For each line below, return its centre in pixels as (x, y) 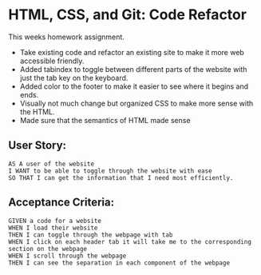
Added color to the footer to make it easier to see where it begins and (134, 86)
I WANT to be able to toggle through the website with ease (111, 171)
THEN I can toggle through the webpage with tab (91, 235)
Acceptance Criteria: (61, 203)
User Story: (37, 145)
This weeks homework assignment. (67, 37)
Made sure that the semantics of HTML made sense (105, 120)
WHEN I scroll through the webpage (67, 256)
